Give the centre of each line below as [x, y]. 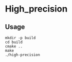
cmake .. [14, 46]
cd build [14, 42]
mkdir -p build [20, 38]
